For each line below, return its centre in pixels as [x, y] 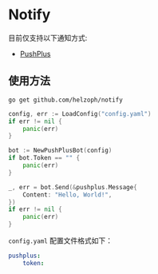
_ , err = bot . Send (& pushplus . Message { [73, 187]
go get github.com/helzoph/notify [66, 100]
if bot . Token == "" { [44, 158]
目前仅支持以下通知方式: [48, 38]
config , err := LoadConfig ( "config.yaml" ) [80, 113]
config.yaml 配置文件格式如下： [61, 240]
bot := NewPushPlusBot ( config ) [60, 151]
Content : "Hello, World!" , [67, 195]
